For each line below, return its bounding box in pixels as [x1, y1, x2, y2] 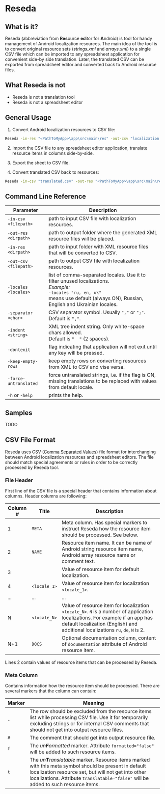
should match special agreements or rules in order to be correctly [5, 459, 138, 465]
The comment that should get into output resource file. [29, 735, 156, 741]
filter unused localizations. [48, 278, 110, 285]
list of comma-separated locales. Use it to [48, 272, 146, 278]
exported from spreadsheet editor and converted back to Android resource [5, 62, 157, 67]
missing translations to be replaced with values [48, 378, 157, 384]
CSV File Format [5, 436, 55, 444]
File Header [5, 477, 33, 484]
